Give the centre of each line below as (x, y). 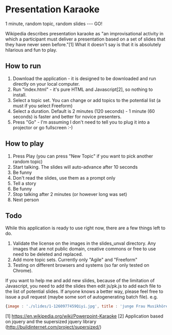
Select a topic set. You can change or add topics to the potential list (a (87, 100)
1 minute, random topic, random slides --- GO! (54, 24)
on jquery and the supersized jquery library (51, 322)
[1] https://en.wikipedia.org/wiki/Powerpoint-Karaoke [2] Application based (84, 316)
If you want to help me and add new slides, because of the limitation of (80, 281)
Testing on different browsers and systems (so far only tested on (81, 265)
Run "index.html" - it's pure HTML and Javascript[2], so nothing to (83, 89)
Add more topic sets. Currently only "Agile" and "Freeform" (75, 260)
